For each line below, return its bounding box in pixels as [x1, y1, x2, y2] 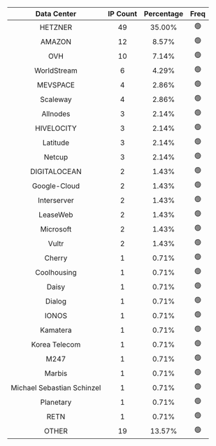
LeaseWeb [38, 210, 73, 220]
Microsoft [40, 224, 72, 233]
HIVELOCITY [34, 123, 77, 133]
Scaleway [39, 94, 72, 104]
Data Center [35, 9, 77, 18]
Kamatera [40, 325, 72, 335]
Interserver [37, 195, 75, 205]
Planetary [40, 397, 72, 407]
